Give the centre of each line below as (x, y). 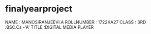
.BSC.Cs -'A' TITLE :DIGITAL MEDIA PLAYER (50, 27)
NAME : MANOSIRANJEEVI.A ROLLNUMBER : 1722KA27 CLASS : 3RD (75, 22)
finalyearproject (39, 9)
